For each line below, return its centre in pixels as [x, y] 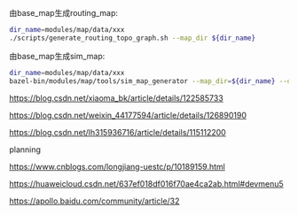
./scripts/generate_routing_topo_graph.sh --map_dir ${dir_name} [132, 38]
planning [25, 150]
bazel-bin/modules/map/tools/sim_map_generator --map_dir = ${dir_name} [142, 81]
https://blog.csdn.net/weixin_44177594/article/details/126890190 [128, 115]
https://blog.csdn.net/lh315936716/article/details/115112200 [118, 132]
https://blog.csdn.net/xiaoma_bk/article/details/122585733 [116, 98]
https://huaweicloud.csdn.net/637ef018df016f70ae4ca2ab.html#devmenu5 [146, 183]
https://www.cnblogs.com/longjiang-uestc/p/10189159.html [118, 166]
